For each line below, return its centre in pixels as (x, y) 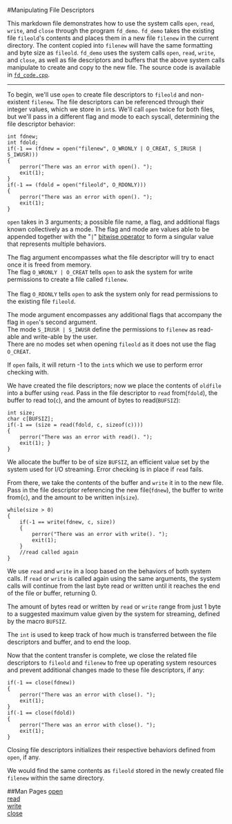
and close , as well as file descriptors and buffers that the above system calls (116, 60)
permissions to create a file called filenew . (68, 279)
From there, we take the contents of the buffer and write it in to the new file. (115, 482)
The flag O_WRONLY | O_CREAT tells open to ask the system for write (100, 272)
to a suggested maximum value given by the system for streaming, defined (114, 614)
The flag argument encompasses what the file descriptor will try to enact (111, 257)
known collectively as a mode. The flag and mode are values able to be (108, 229)
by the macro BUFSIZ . (37, 621)
